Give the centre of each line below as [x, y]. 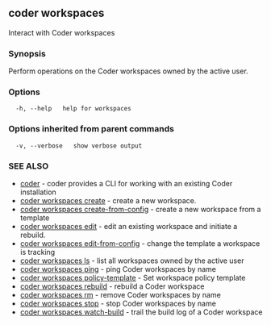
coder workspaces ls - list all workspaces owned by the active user [132, 260]
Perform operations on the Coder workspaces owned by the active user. [128, 71]
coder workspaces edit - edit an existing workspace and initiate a [129, 226]
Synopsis [27, 53]
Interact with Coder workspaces [62, 32]
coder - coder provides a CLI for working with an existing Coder [126, 183]
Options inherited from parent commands [92, 129]
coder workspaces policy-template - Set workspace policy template [133, 278]
